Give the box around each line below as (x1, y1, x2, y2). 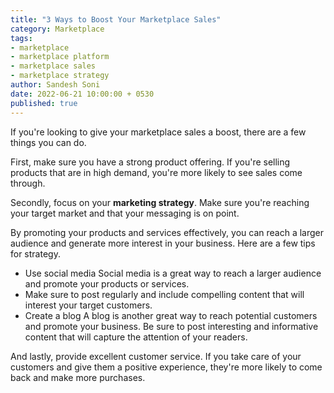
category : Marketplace (10, 24, 105, 34)
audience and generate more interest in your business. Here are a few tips (10, 237, 316, 249)
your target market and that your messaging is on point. (10, 207, 240, 219)
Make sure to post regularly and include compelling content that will (24, 288, 305, 300)
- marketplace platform (10, 52, 110, 62)
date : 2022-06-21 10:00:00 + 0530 (10, 89, 155, 99)
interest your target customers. (24, 299, 153, 311)
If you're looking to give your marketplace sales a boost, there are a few (10, 126, 307, 138)
